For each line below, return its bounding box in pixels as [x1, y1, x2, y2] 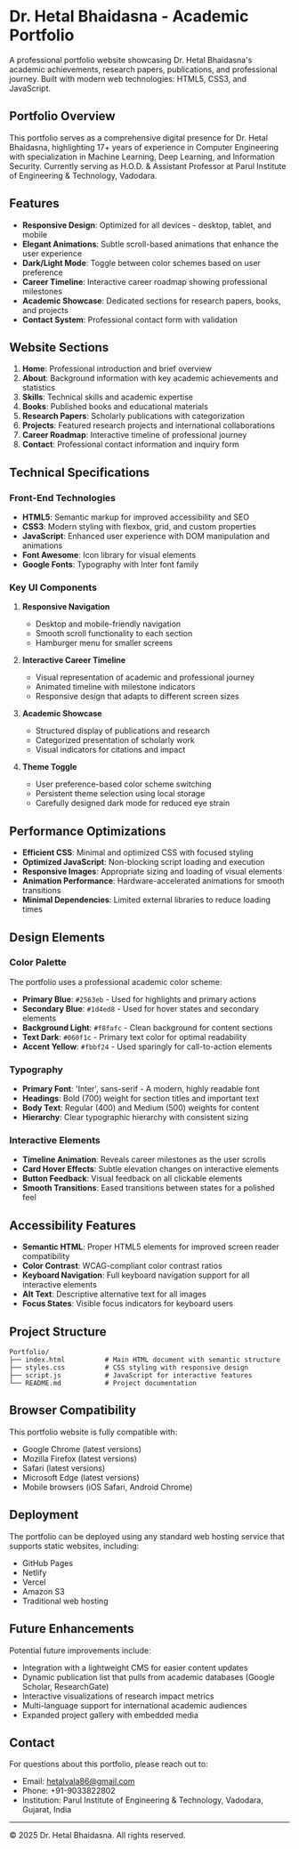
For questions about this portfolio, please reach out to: [9, 1759, 208, 1770]
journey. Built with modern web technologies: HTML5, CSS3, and [9, 73, 247, 84]
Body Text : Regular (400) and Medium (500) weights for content [21, 1102, 260, 1113]
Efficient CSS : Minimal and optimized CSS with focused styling [21, 847, 254, 858]
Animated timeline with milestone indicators [35, 682, 196, 692]
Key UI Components [9, 581, 98, 593]
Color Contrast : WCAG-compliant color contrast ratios [21, 1261, 222, 1272]
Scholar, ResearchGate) [21, 1681, 109, 1692]
